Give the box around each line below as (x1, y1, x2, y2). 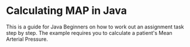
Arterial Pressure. (6, 35, 49, 42)
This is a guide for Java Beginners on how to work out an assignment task (6, 23, 184, 30)
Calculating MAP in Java (6, 4, 127, 17)
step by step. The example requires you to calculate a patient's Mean (6, 29, 172, 36)
